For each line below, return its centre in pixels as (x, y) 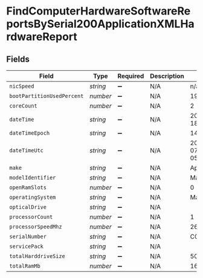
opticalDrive (28, 207)
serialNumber (28, 237)
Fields (18, 59)
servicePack (27, 246)
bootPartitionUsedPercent (47, 96)
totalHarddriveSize (37, 256)
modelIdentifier (33, 177)
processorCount (31, 217)
